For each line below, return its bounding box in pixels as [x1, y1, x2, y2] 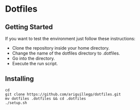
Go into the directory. [12, 55, 55, 61]
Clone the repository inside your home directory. [12, 45, 110, 51]
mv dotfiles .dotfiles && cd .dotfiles [5, 96, 86, 101]
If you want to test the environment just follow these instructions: [5, 36, 136, 41]
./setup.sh [5, 100, 27, 105]
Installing [5, 74, 34, 83]
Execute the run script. [12, 61, 58, 66]
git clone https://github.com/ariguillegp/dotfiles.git [5, 92, 121, 97]
